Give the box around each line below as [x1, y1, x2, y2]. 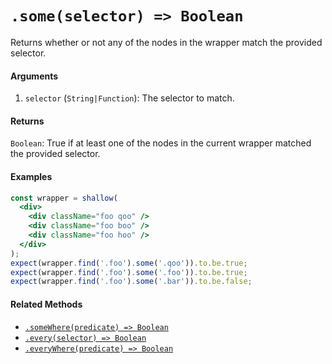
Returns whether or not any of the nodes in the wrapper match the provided [10, 36, 323, 48]
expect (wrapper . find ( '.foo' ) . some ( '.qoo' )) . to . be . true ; [10, 258, 248, 268]
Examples [10, 170, 53, 182]
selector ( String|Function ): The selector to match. [24, 92, 235, 104]
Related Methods [10, 298, 83, 310]
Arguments [10, 70, 59, 82]
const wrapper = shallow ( [10, 193, 118, 203]
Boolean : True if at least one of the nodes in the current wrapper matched [10, 137, 312, 149]
